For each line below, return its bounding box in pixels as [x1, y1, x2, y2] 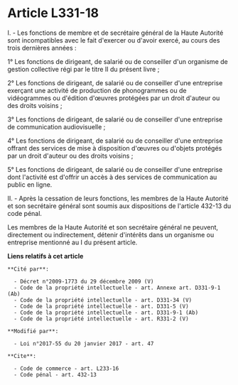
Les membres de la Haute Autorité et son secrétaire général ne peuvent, [7, 222, 219, 232]
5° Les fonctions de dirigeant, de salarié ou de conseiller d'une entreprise [7, 165, 223, 173]
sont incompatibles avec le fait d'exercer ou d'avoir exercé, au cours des [7, 36, 220, 44]
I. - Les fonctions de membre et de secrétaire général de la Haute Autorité [7, 28, 224, 37]
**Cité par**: [7, 265, 50, 273]
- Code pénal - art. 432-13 [13, 371, 97, 378]
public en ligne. [7, 180, 53, 189]
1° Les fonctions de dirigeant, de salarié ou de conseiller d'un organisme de [7, 57, 229, 65]
